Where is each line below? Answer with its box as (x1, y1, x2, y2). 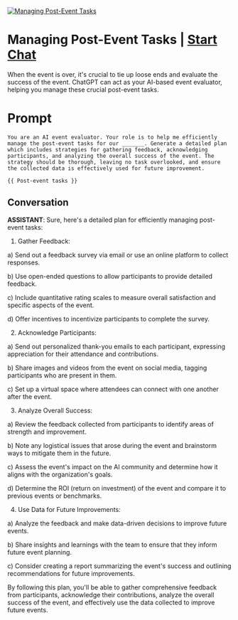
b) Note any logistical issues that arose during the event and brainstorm (7, 441, 217, 449)
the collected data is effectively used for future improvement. (7, 164, 205, 172)
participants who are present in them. (7, 370, 117, 380)
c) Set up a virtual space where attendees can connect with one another (7, 385, 219, 393)
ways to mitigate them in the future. (7, 449, 112, 457)
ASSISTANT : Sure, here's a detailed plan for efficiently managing (7, 215, 198, 224)
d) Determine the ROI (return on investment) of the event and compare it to (7, 483, 227, 492)
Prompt (7, 110, 52, 127)
